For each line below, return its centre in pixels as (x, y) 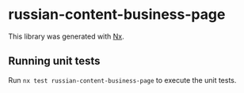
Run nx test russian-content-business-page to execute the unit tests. (122, 80)
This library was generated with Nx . (66, 36)
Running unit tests (54, 61)
